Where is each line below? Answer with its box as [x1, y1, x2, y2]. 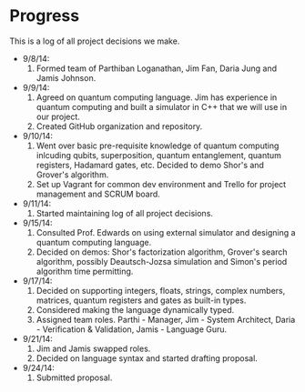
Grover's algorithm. [36, 169, 109, 180]
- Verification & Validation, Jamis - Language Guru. [36, 324, 228, 335]
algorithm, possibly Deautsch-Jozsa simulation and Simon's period [36, 256, 288, 266]
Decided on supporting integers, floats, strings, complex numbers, [36, 285, 286, 296]
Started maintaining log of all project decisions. [36, 207, 214, 218]
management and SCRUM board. [36, 188, 161, 199]
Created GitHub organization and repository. [36, 120, 203, 132]
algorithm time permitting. [36, 266, 134, 276]
